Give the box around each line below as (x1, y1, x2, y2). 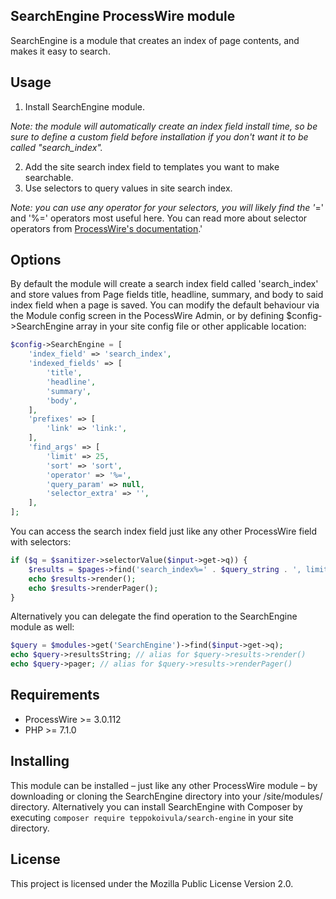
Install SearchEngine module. (24, 100, 146, 113)
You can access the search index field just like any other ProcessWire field (10, 525, 318, 538)
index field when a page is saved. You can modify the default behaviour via (10, 299, 320, 311)
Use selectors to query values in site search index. (24, 182, 233, 194)
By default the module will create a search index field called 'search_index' (10, 278, 319, 290)
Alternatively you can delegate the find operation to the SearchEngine (10, 610, 298, 623)
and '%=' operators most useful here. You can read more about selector (10, 212, 308, 224)
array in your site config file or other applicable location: (75, 320, 307, 333)
